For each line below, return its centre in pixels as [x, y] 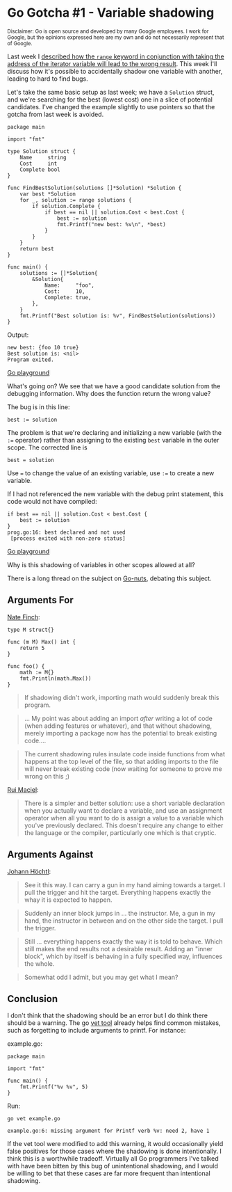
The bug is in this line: [39, 407]
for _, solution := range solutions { [76, 200]
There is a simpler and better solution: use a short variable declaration [124, 803]
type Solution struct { [42, 151]
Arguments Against [50, 855]
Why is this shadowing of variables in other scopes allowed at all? [101, 564]
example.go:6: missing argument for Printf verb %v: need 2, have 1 [108, 1131]
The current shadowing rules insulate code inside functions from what [125, 754]
